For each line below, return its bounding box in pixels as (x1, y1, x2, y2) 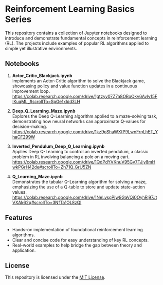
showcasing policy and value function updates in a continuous (12, 83, 137, 89)
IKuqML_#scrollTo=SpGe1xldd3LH (12, 99, 80, 104)
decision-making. (12, 123, 47, 129)
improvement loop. (12, 88, 50, 94)
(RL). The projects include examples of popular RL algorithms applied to (5, 40, 149, 46)
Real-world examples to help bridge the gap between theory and (12, 242, 142, 248)
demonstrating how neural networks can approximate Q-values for (12, 118, 146, 124)
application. (12, 247, 36, 253)
